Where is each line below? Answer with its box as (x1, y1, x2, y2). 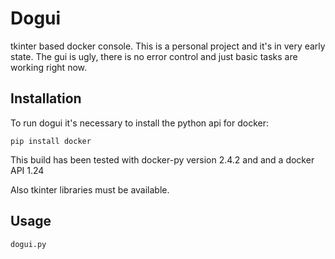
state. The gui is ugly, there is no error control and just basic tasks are (10, 50, 298, 62)
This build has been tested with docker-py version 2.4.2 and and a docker (10, 153, 315, 166)
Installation (10, 90, 82, 107)
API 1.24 (10, 164, 45, 176)
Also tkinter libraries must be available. (10, 183, 170, 196)
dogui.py (10, 239, 47, 249)
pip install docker (10, 136, 92, 146)
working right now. (10, 61, 88, 73)
